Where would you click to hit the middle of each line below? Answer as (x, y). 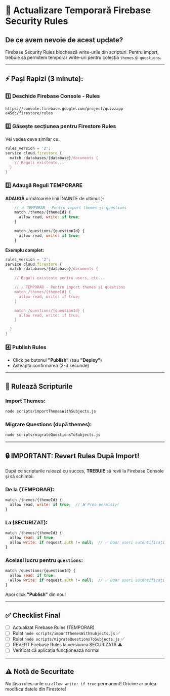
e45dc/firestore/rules (29, 113)
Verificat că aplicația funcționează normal (56, 650)
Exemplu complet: (25, 250)
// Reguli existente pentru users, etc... (60, 278)
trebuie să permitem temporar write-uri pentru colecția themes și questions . (83, 57)
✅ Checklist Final (33, 615)
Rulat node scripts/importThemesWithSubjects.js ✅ (66, 633)
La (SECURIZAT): (27, 522)
